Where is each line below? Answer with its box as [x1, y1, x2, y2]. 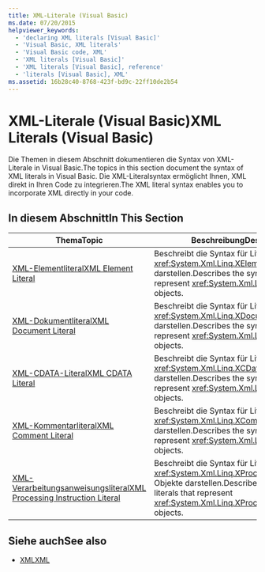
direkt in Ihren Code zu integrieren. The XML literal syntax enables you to [8, 180, 244, 190]
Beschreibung [191, 235, 245, 246]
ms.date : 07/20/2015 [8, 19, 77, 27]
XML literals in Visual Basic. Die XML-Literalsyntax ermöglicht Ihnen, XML [8, 172, 247, 181]
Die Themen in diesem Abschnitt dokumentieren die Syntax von [8, 155, 215, 165]
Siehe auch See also [8, 534, 107, 547]
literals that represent [153, 487, 233, 498]
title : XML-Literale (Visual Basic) [8, 11, 129, 20]
